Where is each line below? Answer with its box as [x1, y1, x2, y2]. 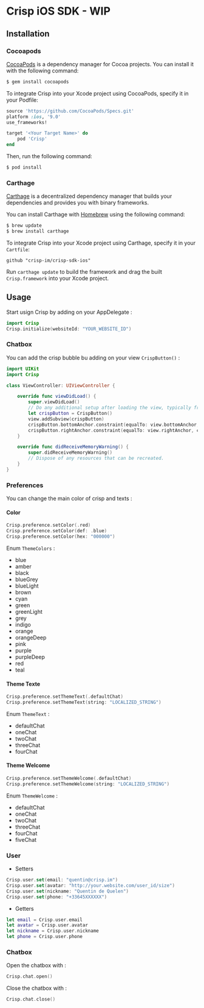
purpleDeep [15, 653, 46, 661]
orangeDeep [15, 634, 47, 641]
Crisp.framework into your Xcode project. [6, 274, 109, 282]
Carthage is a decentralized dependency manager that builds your [6, 193, 172, 200]
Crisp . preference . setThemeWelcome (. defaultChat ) [6, 776, 132, 782]
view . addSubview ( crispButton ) [28, 415, 104, 422]
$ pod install [6, 164, 42, 170]
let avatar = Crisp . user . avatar [6, 922, 88, 928]
